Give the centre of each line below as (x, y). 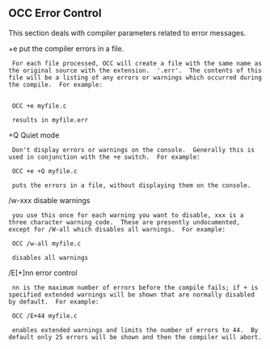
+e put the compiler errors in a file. (66, 49)
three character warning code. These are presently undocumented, (124, 222)
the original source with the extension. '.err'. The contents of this (135, 70)
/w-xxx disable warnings (49, 200)
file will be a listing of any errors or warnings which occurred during (135, 77)
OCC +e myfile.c (39, 106)
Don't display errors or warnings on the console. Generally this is (133, 150)
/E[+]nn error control (43, 272)
